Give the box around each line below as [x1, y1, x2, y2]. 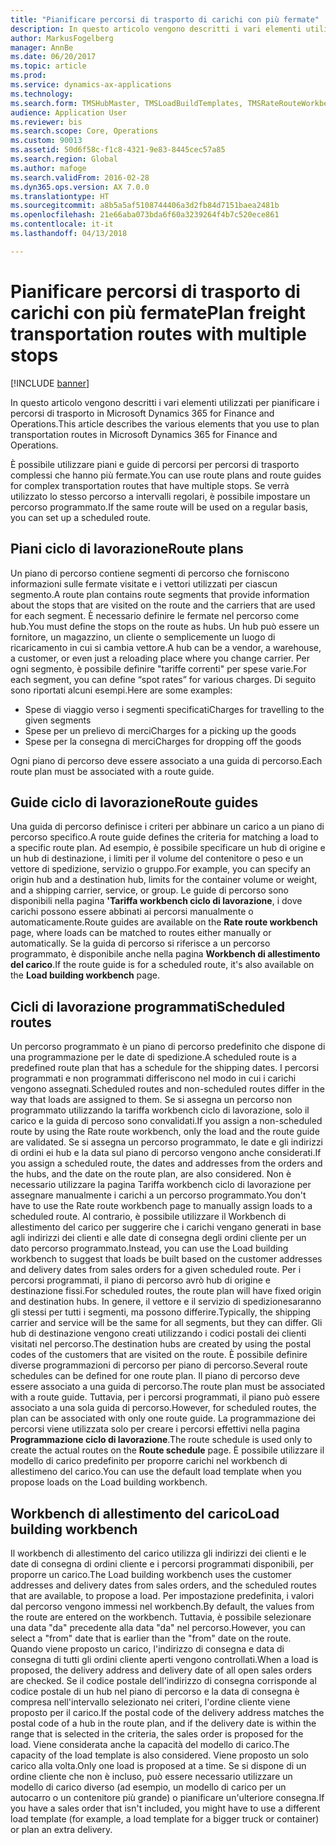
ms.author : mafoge [10, 163, 87, 173]
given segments [24, 714, 92, 726]
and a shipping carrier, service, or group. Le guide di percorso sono [10, 884, 289, 896]
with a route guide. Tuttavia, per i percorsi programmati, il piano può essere [10, 1391, 321, 1403]
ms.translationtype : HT [10, 191, 110, 201]
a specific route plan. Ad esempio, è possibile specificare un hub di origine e [10, 842, 326, 854]
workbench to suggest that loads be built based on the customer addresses [10, 1253, 323, 1265]
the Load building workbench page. [10, 969, 160, 981]
